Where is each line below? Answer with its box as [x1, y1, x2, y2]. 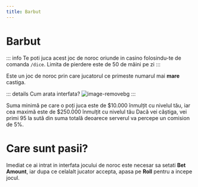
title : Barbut [6, 8, 42, 15]
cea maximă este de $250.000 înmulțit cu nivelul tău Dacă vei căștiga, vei [6, 108, 187, 115]
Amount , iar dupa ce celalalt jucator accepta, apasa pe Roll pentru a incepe [6, 168, 193, 175]
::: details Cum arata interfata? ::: [6, 90, 136, 97]
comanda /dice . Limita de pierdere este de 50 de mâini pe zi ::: [6, 60, 161, 68]
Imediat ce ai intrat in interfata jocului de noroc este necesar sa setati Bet [6, 161, 186, 168]
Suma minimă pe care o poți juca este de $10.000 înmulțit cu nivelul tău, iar [6, 102, 191, 109]
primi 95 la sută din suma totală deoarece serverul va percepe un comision [6, 114, 190, 121]
